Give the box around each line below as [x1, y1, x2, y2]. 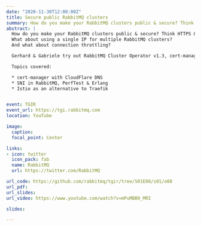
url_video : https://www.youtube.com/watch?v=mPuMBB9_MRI [6, 195, 151, 201]
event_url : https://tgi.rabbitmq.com [6, 107, 100, 114]
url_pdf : [6, 184, 28, 190]
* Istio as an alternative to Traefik [11, 85, 109, 91]
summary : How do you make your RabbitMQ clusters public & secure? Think [6, 20, 194, 26]
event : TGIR [6, 102, 36, 108]
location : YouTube [6, 113, 52, 119]
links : [6, 145, 23, 151]
